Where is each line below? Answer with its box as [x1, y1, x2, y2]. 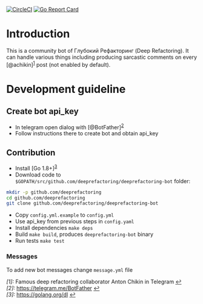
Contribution [6, 147, 56, 158]
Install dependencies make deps [15, 225, 93, 232]
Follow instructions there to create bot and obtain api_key [15, 130, 159, 137]
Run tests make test [15, 237, 65, 245]
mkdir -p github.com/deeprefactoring [6, 189, 102, 195]
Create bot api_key [6, 106, 79, 117]
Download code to [15, 171, 61, 178]
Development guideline [6, 82, 126, 96]
